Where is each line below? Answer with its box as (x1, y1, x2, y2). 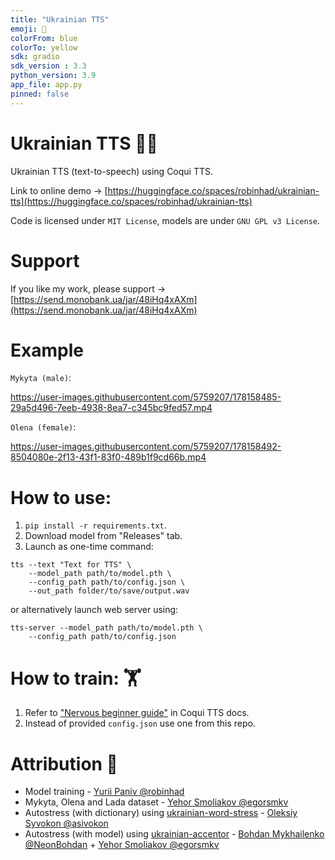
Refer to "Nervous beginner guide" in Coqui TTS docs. (24, 707, 250, 719)
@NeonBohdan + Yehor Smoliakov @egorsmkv (24, 839, 220, 851)
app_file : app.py (10, 80, 83, 90)
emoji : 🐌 (10, 24, 47, 34)
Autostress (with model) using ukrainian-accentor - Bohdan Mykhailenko (24, 828, 325, 840)
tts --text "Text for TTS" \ (10, 560, 132, 570)
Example (10, 339, 84, 361)
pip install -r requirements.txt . (24, 519, 167, 531)
